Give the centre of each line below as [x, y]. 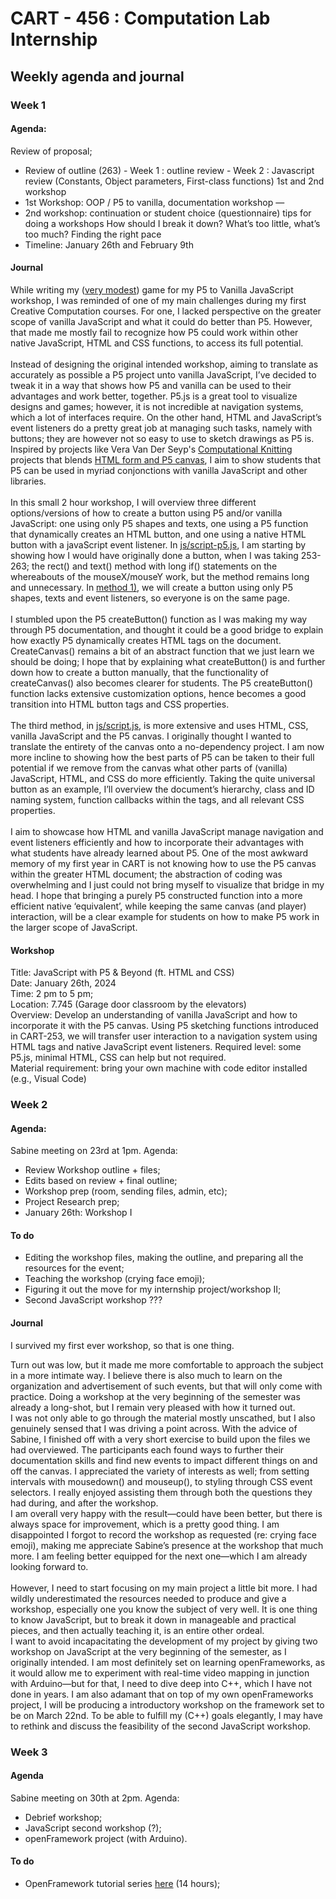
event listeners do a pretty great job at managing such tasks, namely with [161, 428]
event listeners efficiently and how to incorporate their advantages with [157, 842]
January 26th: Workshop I [78, 1213]
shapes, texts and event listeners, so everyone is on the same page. [150, 598]
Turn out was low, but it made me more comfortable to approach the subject [167, 1364]
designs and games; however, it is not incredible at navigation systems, [157, 406]
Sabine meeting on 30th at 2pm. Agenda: [95, 1798]
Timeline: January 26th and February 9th [109, 244]
